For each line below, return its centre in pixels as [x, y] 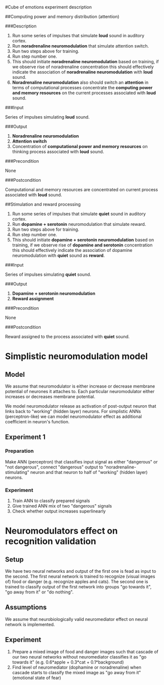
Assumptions [26, 607]
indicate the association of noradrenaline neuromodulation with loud [82, 72]
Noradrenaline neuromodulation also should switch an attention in [80, 82]
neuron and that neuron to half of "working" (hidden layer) [89, 472]
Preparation [20, 451]
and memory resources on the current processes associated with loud [84, 93]
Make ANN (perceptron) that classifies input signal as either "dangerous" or [82, 462]
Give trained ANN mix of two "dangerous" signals [62, 506]
